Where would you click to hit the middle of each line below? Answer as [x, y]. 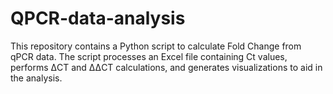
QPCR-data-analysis [98, 18]
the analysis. [36, 78]
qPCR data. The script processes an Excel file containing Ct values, [149, 56]
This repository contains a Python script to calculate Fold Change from [156, 46]
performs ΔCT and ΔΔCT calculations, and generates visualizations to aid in [166, 67]
